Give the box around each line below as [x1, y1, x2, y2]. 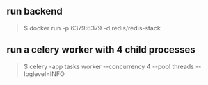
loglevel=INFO [23, 69, 65, 78]
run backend [6, 6, 63, 17]
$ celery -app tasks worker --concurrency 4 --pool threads [23, 62, 194, 70]
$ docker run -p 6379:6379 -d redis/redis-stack [23, 23, 161, 32]
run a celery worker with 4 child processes [6, 44, 195, 56]
